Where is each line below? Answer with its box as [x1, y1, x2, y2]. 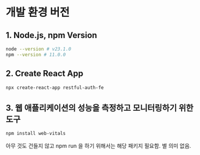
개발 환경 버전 [5, 5, 70, 19]
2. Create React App [5, 68, 83, 79]
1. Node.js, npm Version [5, 30, 98, 40]
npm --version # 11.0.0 [5, 51, 66, 58]
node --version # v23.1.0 [5, 46, 71, 52]
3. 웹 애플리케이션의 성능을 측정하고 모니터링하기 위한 [5, 102, 194, 113]
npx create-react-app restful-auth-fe [5, 84, 104, 91]
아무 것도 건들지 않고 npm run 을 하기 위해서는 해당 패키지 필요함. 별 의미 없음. [5, 142, 191, 150]
